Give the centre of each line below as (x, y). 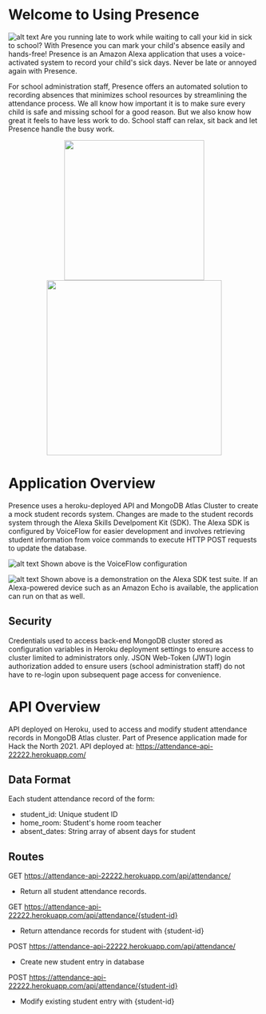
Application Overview (82, 484)
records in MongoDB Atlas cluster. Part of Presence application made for (128, 737)
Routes (26, 857)
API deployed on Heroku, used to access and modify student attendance (128, 729)
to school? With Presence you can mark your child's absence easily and (127, 45)
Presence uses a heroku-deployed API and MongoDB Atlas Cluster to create (133, 505)
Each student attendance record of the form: (81, 799)
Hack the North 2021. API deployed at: (71, 746)
